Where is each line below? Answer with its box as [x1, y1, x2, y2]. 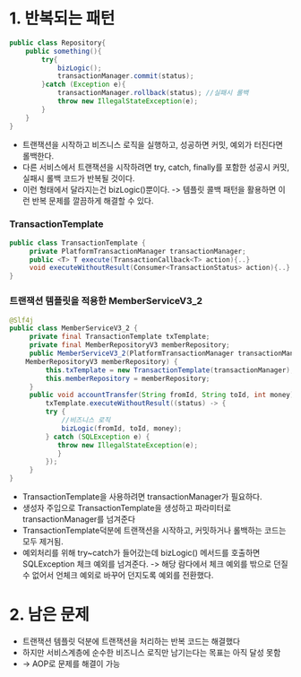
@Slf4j [9, 316, 34, 325]
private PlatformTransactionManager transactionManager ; [29, 247, 246, 256]
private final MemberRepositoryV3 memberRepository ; [29, 341, 230, 350]
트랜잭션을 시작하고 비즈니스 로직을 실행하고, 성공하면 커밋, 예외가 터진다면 [21, 139, 284, 150]
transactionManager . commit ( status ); [56, 72, 194, 81]
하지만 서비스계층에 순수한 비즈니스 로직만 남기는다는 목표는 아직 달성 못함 [21, 647, 281, 657]
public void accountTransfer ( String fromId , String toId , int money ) [29, 391, 295, 400]
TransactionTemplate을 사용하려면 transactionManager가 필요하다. [21, 491, 262, 502]
